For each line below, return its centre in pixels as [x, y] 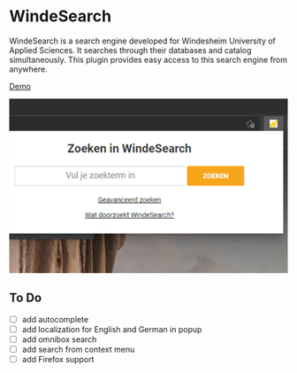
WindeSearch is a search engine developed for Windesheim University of [143, 41]
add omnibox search [59, 339]
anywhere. [28, 69]
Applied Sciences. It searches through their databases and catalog [130, 50]
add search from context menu [78, 349]
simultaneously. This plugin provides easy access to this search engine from [148, 59]
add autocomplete [55, 319]
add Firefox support [58, 359]
